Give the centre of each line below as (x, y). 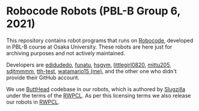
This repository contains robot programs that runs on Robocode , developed (100, 40)
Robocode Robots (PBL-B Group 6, (93, 11)
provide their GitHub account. (43, 77)
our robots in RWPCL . (33, 102)
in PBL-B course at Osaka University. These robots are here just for (89, 47)
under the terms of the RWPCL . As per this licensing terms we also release (99, 95)
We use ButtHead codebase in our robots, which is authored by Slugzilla (96, 89)
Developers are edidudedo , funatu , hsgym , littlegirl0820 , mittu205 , (89, 65)
